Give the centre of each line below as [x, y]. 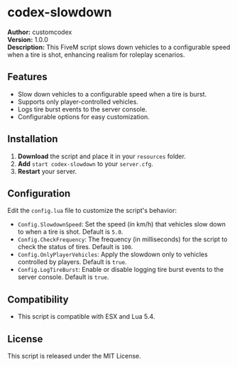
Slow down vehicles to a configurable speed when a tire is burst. [112, 94]
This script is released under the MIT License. [74, 356]
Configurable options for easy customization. [84, 116]
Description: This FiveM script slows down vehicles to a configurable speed [119, 47]
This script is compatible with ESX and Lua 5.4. [86, 317]
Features [27, 77]
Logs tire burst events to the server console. [82, 109]
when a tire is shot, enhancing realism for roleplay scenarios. [97, 55]
